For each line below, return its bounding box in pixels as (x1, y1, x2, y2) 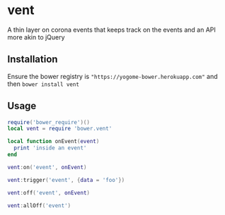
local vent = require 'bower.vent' (7, 125, 112, 133)
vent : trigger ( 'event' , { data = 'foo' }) (7, 176, 125, 183)
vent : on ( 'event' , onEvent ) (7, 164, 87, 171)
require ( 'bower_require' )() (7, 118, 91, 125)
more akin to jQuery (7, 32, 65, 41)
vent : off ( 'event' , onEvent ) (7, 189, 91, 196)
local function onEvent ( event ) (7, 138, 100, 145)
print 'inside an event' (13, 145, 87, 152)
